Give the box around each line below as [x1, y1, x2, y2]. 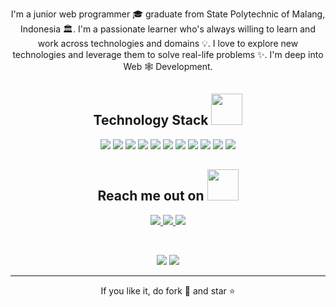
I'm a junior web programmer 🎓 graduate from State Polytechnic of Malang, [10, 8, 326, 20]
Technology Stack [93, 112, 209, 129]
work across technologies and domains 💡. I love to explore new [37, 38, 299, 49]
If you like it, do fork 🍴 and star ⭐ [100, 284, 236, 297]
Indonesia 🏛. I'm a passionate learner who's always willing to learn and [20, 23, 316, 35]
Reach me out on [97, 188, 205, 205]
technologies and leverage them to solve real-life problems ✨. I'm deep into [12, 49, 324, 60]
